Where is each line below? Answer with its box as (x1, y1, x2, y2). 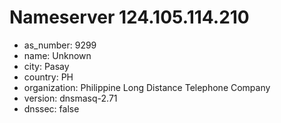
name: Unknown (23, 49, 92, 61)
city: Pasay (23, 60, 70, 72)
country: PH (23, 71, 74, 83)
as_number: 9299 (23, 39, 97, 51)
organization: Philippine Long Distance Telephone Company (23, 81, 271, 93)
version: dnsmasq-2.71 (23, 92, 118, 104)
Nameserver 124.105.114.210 (9, 6, 250, 29)
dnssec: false (23, 102, 80, 115)
